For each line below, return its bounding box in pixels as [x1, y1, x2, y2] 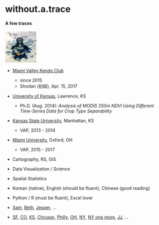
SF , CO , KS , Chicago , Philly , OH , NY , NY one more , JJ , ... [12, 214, 129, 220]
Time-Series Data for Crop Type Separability [19, 108, 112, 114]
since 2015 [19, 77, 42, 83]
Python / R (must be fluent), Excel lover [12, 195, 93, 201]
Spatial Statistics [12, 176, 47, 182]
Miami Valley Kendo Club [12, 68, 64, 74]
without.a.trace [5, 3, 71, 15]
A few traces [5, 20, 32, 26]
